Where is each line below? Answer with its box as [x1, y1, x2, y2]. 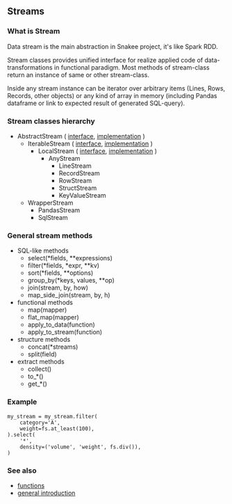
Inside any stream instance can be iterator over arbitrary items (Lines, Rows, [7, 84, 226, 93]
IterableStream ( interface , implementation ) [27, 139, 153, 148]
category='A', [19, 419, 60, 426]
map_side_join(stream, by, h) [27, 291, 110, 299]
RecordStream [58, 168, 100, 177]
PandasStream [38, 205, 81, 214]
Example [7, 397, 38, 407]
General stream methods [7, 230, 93, 240]
